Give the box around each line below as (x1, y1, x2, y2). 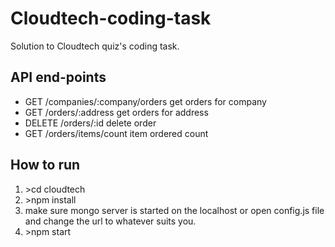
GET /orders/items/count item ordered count (24, 127, 209, 139)
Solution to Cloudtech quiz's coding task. (10, 40, 180, 52)
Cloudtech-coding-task (10, 7, 212, 30)
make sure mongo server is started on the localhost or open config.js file (24, 204, 325, 216)
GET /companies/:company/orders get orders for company (24, 95, 267, 107)
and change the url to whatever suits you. (24, 215, 197, 227)
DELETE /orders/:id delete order (24, 117, 157, 129)
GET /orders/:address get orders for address (24, 106, 209, 118)
